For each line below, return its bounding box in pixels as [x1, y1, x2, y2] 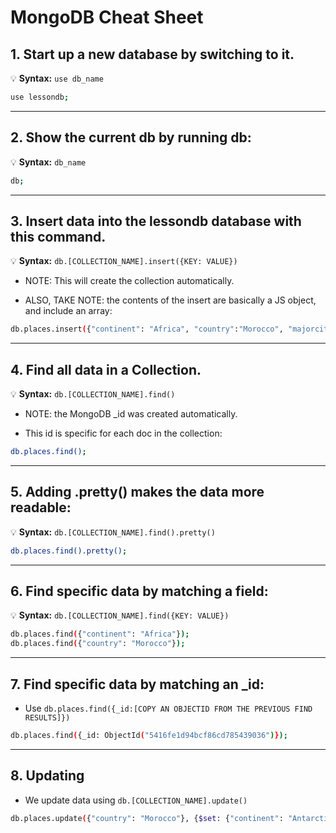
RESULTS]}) [24, 713, 71, 723]
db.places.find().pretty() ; [10, 546, 128, 556]
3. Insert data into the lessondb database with [10, 212, 302, 230]
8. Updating [10, 767, 85, 785]
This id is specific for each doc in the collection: [24, 427, 223, 440]
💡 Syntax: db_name [10, 156, 87, 168]
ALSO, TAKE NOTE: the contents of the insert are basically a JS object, [24, 294, 317, 306]
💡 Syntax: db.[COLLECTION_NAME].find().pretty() [10, 526, 216, 538]
